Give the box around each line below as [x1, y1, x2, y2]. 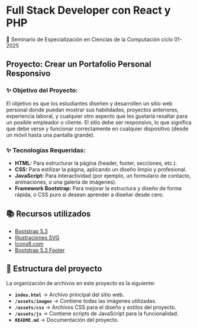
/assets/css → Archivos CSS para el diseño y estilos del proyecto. [14, 304, 176, 311]
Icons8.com [14, 240, 44, 247]
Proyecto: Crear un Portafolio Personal [6, 59, 152, 69]
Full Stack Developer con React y [6, 4, 171, 17]
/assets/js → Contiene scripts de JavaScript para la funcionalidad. [14, 309, 179, 317]
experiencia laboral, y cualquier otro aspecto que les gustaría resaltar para [6, 112, 188, 119]
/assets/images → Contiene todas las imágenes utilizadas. [14, 297, 157, 304]
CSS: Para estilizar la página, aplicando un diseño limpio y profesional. [14, 165, 187, 173]
